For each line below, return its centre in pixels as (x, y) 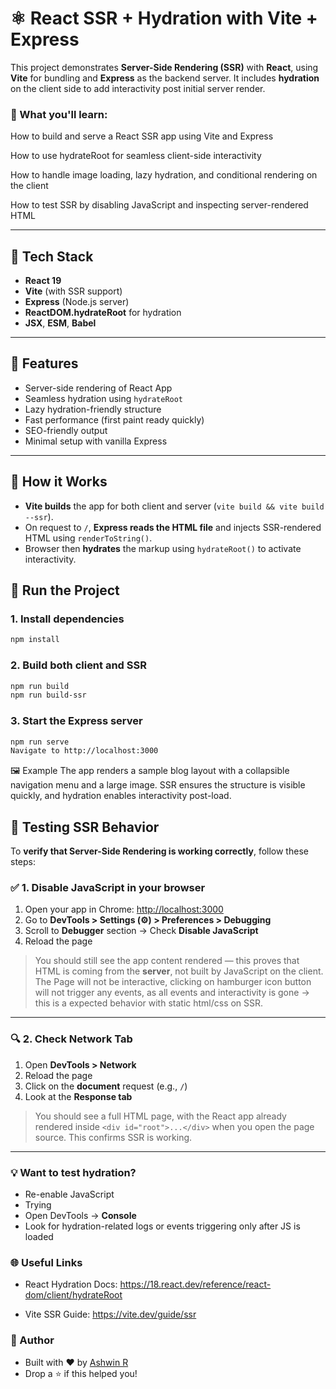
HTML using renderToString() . (88, 538)
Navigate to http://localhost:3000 (84, 751)
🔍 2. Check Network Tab (71, 1039)
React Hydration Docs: (71, 1284)
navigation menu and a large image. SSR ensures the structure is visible (158, 785)
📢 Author (32, 1340)
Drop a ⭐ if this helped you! (81, 1373)
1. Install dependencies (67, 619)
